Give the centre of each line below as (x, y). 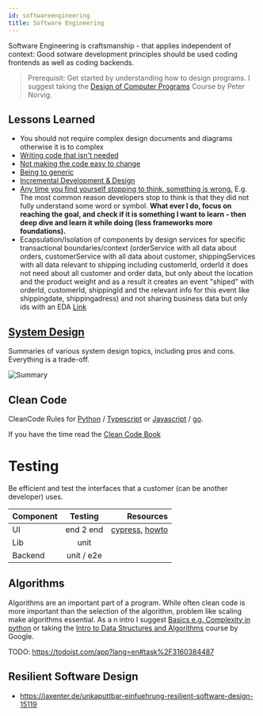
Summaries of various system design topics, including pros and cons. (122, 351)
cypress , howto (139, 530)
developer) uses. (36, 496)
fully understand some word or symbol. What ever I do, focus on (126, 206)
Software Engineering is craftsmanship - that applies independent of (120, 45)
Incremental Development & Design (77, 181)
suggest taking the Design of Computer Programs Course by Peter (136, 86)
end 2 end (84, 530)
